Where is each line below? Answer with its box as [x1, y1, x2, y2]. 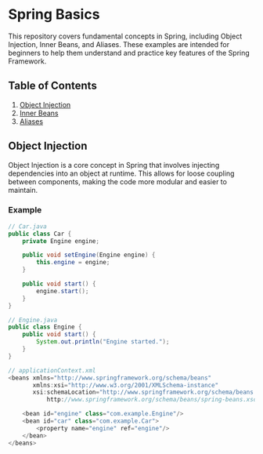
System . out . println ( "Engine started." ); [36, 338, 170, 346]
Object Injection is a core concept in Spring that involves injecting [8, 160, 220, 169]
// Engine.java [8, 316, 58, 324]
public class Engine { [8, 323, 82, 331]
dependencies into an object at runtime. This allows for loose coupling [8, 169, 235, 178]
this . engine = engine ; [36, 259, 110, 267]
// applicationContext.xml [8, 366, 96, 374]
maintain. [8, 185, 38, 194]
